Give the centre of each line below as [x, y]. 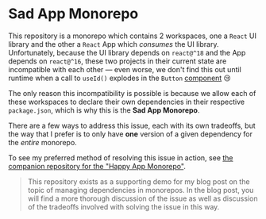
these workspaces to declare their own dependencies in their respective [126, 102]
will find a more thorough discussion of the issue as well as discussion [143, 198]
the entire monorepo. [42, 142]
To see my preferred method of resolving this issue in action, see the [121, 158]
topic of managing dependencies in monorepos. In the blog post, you [141, 190]
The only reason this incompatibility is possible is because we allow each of [132, 93]
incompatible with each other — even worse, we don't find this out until [125, 69]
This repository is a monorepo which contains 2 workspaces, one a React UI [132, 36]
